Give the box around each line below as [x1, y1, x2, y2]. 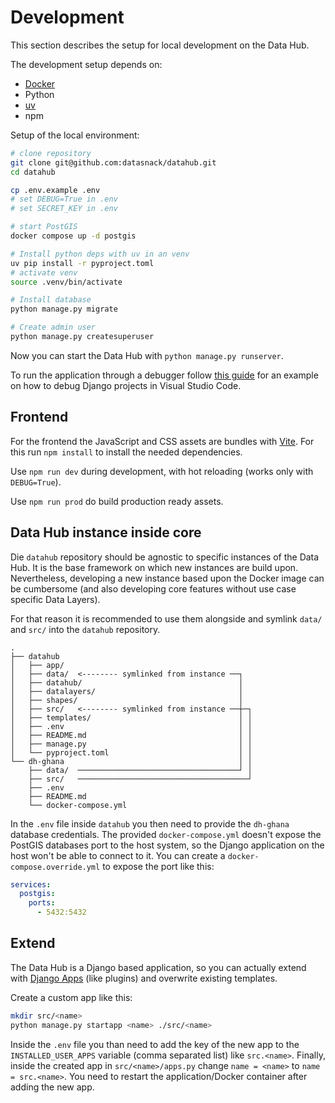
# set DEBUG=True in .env [10, 194, 118, 205]
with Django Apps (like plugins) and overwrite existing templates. [10, 972, 278, 984]
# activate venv [10, 267, 78, 278]
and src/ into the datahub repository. [10, 623, 161, 635]
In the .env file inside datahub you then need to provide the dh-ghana [10, 817, 290, 830]
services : [10, 879, 52, 890]
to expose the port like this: [102, 860, 215, 872]
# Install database [10, 295, 92, 305]
